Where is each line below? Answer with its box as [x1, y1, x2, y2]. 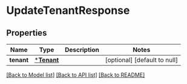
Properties [6, 28, 47, 38]
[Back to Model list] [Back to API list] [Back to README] [6, 71, 145, 79]
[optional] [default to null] [105, 56, 179, 64]
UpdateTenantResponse [6, 4, 130, 18]
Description [64, 46, 100, 54]
